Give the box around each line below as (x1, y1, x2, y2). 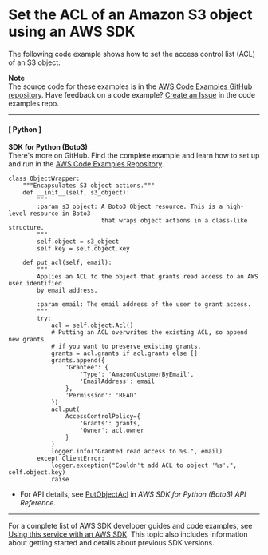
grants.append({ (50, 357, 105, 365)
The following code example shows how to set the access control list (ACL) (8, 49, 256, 58)
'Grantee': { (65, 364, 109, 372)
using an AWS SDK (8, 22, 136, 41)
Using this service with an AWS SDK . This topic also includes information (8, 529, 248, 539)
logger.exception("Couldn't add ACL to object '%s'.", (50, 461, 238, 469)
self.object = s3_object (37, 238, 120, 246)
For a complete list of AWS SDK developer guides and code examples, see (8, 521, 253, 531)
